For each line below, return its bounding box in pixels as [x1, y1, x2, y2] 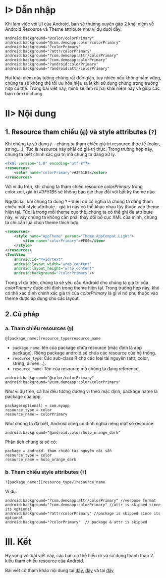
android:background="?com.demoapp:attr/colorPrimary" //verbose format [5, 498, 156, 503]
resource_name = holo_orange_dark [5, 457, 77, 462]
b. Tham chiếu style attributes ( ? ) [5, 468, 87, 475]
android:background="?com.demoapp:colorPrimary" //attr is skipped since [5, 503, 161, 508]
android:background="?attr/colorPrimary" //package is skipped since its [5, 511, 161, 516]
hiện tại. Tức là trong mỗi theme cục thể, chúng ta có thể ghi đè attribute [5, 209, 153, 215]
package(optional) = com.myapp [5, 403, 70, 408]
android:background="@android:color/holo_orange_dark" [5, 430, 121, 435]
